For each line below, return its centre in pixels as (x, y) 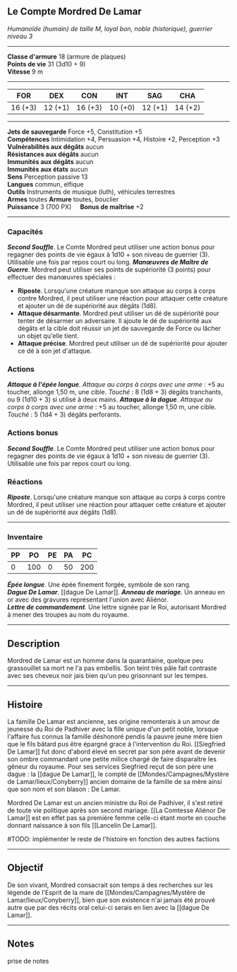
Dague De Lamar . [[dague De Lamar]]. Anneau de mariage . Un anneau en (116, 592)
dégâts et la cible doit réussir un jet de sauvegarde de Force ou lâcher (119, 329)
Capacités (25, 231)
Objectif (25, 868)
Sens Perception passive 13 (48, 177)
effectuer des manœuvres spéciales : (62, 277)
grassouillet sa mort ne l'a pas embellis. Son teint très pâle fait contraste (112, 668)
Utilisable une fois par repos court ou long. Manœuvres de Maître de (108, 262)
